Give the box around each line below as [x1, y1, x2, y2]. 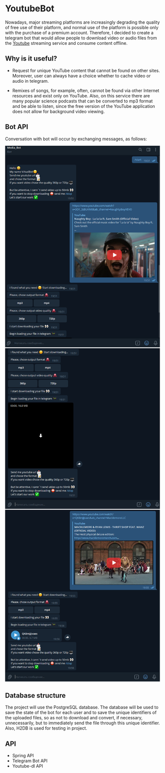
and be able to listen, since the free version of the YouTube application [12, 103, 156, 109]
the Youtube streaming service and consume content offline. [5, 40, 128, 46]
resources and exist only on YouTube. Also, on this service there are [12, 93, 150, 98]
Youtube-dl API [12, 763, 43, 769]
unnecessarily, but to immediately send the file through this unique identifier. [5, 720, 160, 726]
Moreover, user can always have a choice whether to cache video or [12, 72, 151, 79]
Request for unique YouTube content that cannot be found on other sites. [12, 67, 160, 73]
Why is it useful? [5, 55, 57, 63]
